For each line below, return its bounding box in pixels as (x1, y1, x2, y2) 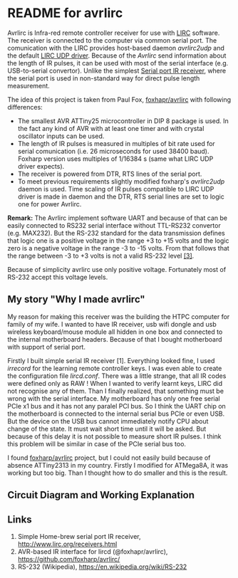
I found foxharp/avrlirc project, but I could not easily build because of (7, 453, 211, 462)
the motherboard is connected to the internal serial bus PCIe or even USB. (7, 409, 225, 418)
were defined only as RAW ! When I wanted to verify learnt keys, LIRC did (7, 379, 223, 387)
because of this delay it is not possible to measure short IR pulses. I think (7, 432, 222, 441)
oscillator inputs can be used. (17, 132, 105, 140)
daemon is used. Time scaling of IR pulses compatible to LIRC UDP (17, 184, 214, 193)
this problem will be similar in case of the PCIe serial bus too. (7, 439, 187, 448)
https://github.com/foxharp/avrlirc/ (17, 555, 120, 563)
